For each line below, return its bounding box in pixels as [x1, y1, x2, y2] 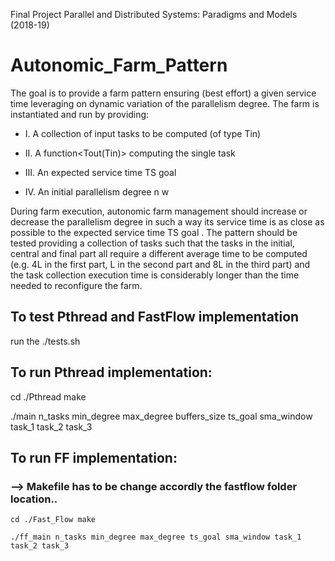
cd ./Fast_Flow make [10, 515, 97, 525]
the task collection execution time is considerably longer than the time [10, 269, 300, 281]
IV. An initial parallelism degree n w [24, 185, 170, 198]
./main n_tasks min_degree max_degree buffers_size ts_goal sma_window [10, 410, 313, 422]
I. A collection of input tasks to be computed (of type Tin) [24, 127, 262, 139]
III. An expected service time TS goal [24, 166, 177, 178]
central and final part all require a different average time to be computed [10, 247, 308, 259]
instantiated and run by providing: [10, 108, 150, 120]
